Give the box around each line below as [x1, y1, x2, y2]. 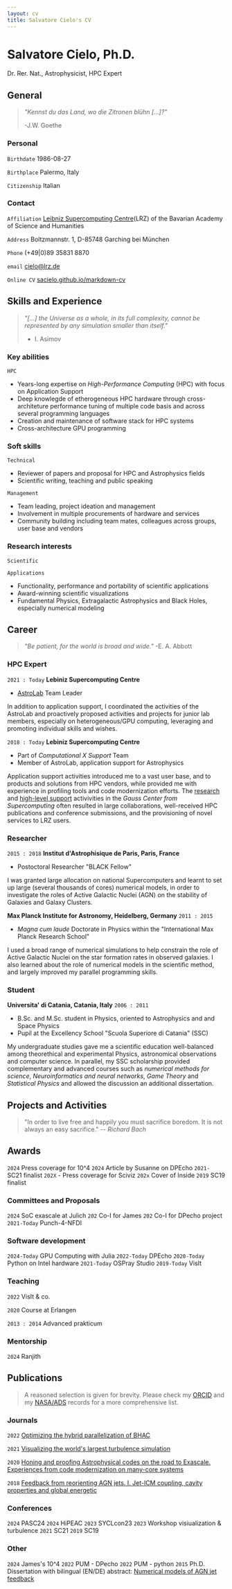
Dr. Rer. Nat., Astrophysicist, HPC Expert [7, 69, 123, 78]
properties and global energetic [7, 1486, 97, 1495]
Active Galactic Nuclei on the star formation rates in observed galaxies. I [7, 953, 213, 961]
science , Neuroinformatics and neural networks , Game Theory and [7, 1072, 199, 1080]
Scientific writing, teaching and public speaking [17, 476, 154, 485]
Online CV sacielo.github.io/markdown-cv [7, 275, 126, 284]
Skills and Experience [7, 295, 102, 307]
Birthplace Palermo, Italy [7, 168, 80, 176]
